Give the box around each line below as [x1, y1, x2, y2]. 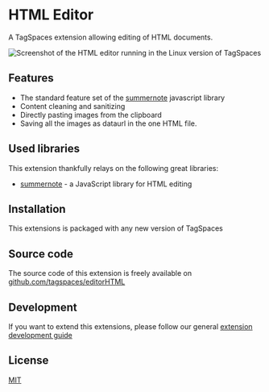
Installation [8, 202, 66, 215]
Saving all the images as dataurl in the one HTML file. [19, 119, 197, 128]
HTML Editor [8, 6, 94, 24]
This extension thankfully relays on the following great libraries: [8, 163, 219, 173]
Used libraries [8, 142, 81, 156]
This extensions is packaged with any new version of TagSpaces [8, 223, 223, 233]
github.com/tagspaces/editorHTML [8, 277, 126, 287]
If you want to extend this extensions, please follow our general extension [8, 322, 253, 332]
